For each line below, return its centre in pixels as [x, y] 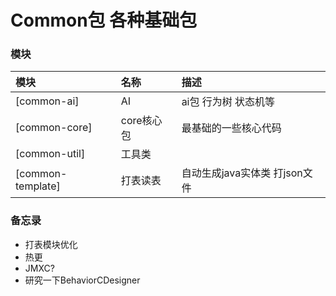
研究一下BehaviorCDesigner [82, 280]
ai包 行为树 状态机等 [228, 102]
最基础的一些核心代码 [231, 128]
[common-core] [54, 128]
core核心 [141, 121]
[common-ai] [47, 101]
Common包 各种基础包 [104, 20]
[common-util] [50, 154]
